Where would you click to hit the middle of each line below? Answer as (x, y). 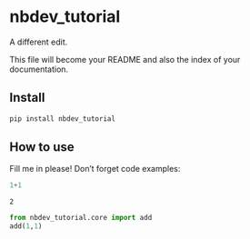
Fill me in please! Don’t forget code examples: (95, 169)
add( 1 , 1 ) (26, 226)
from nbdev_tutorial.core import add (81, 218)
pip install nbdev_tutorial (63, 119)
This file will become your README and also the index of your (125, 59)
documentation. (39, 69)
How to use (42, 147)
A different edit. (39, 42)
